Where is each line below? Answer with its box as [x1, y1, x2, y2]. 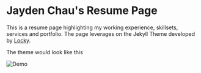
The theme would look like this [6, 48, 84, 55]
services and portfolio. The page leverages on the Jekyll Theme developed [6, 30, 196, 37]
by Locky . [6, 36, 31, 44]
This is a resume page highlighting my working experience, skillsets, [6, 24, 178, 31]
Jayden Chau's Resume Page [6, 4, 158, 18]
